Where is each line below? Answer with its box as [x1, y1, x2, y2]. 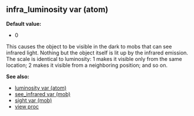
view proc [14, 103, 40, 110]
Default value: [6, 20, 41, 27]
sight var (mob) [14, 97, 52, 104]
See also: [6, 73, 29, 80]
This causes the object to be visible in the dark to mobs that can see [6, 43, 172, 50]
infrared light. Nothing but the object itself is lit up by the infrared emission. [6, 49, 189, 56]
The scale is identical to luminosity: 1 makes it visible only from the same [6, 55, 182, 62]
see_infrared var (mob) [14, 90, 71, 97]
